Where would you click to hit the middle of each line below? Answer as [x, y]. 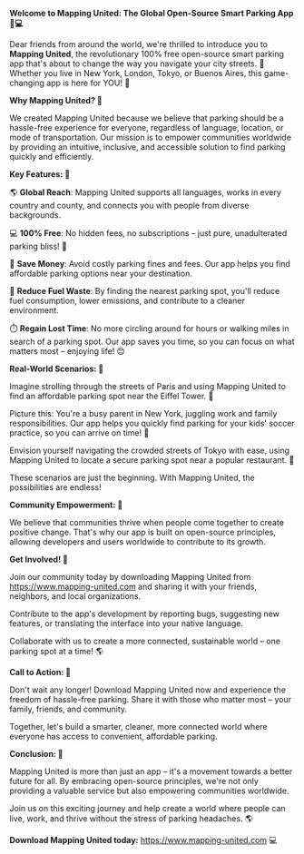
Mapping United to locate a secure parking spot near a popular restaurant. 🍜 [152, 460]
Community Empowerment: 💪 [66, 505]
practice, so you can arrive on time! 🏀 [79, 433]
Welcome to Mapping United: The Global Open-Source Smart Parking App [152, 13]
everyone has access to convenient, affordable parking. [113, 736]
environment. [34, 310]
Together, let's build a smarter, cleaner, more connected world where [138, 726]
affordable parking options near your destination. [101, 273]
